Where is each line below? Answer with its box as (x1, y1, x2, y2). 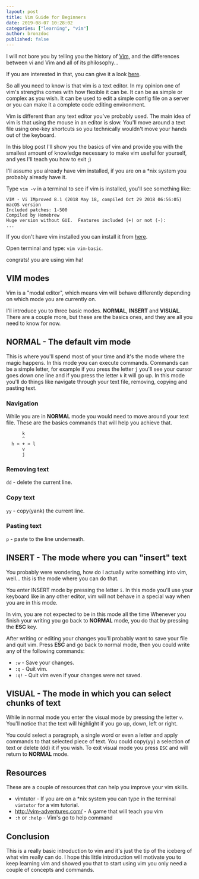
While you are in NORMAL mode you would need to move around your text (6, 412, 189, 420)
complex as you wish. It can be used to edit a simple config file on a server (6, 95, 189, 102)
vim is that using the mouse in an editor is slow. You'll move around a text (6, 119, 185, 126)
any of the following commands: (6, 647, 85, 655)
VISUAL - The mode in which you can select (6, 689, 172, 699)
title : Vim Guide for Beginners (6, 14, 86, 20)
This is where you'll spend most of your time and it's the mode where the (6, 352, 185, 360)
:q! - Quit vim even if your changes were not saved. (14, 671, 143, 678)
